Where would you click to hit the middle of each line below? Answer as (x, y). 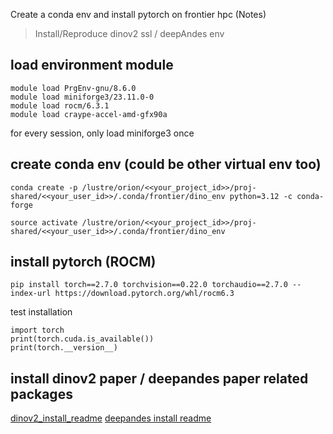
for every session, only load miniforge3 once (102, 133)
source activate (44, 222)
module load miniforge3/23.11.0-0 (82, 97)
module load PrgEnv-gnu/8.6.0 (73, 88)
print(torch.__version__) (64, 348)
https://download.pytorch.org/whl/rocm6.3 (144, 294)
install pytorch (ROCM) (83, 262)
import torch (37, 330)
